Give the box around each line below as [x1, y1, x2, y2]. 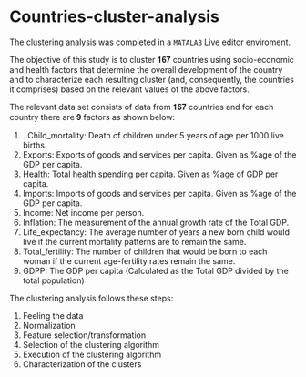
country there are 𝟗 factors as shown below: [9, 111, 176, 122]
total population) [22, 275, 85, 286]
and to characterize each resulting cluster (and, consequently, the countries [9, 74, 294, 85]
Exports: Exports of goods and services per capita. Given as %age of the [22, 148, 297, 160]
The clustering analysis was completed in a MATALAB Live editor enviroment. [9, 36, 291, 47]
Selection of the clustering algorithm [22, 339, 159, 350]
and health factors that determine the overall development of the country [9, 64, 283, 75]
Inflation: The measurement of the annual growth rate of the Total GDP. [22, 217, 290, 228]
